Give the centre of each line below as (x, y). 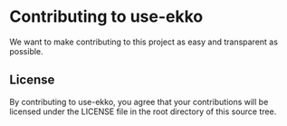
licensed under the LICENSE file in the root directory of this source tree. (143, 111)
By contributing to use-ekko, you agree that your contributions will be (139, 102)
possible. (26, 51)
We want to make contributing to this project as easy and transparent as (144, 42)
